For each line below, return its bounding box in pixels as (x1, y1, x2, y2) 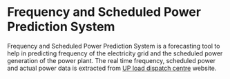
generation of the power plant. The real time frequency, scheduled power (7, 56, 216, 64)
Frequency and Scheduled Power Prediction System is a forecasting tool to (7, 42, 220, 50)
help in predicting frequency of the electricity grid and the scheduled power (7, 49, 223, 58)
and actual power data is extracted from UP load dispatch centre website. (7, 64, 217, 72)
